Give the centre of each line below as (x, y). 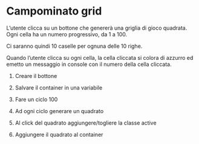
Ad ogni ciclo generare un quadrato (59, 111)
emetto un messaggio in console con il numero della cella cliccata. (89, 64)
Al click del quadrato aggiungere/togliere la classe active (86, 123)
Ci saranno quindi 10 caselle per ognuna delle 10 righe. (74, 46)
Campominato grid (54, 11)
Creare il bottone (36, 76)
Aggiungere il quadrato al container (59, 134)
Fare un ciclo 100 (36, 99)
